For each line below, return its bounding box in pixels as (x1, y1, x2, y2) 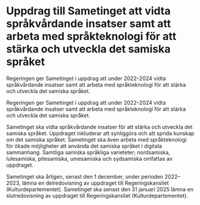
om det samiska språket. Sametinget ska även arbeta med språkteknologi (6, 136, 187, 143)
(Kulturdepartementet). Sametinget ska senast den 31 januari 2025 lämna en (6, 185, 194, 192)
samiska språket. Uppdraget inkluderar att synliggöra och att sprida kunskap (6, 130, 195, 137)
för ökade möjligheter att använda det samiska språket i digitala (6, 142, 162, 149)
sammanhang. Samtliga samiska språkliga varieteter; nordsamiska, (6, 148, 170, 156)
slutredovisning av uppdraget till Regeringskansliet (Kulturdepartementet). (6, 192, 188, 199)
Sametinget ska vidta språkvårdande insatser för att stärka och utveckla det (6, 123, 193, 130)
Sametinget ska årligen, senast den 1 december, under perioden (6, 173, 164, 180)
